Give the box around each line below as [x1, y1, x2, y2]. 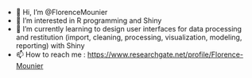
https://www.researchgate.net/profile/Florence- [87, 50, 244, 59]
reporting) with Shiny [15, 41, 85, 50]
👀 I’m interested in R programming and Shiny [15, 16, 162, 25]
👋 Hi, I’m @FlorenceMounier [15, 8, 108, 17]
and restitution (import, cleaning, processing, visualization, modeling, [15, 32, 242, 42]
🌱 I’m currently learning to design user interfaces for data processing [15, 24, 242, 33]
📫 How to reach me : [15, 50, 86, 59]
